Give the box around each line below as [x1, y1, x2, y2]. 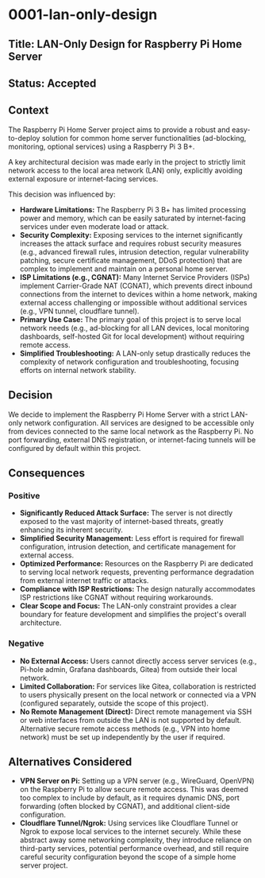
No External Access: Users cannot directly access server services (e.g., [19, 656, 257, 666]
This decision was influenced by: [8, 189, 117, 199]
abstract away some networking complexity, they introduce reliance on [19, 835, 252, 845]
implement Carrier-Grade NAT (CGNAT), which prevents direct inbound [19, 281, 252, 290]
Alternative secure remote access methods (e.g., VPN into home [19, 724, 230, 733]
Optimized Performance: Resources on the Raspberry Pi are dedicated [19, 559, 254, 569]
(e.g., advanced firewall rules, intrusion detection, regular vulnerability [19, 247, 249, 256]
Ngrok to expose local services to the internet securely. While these [19, 827, 242, 837]
